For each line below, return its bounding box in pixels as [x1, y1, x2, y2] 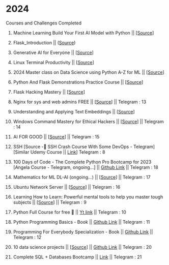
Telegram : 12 [13, 234, 42, 240]
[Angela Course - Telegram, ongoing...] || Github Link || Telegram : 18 [13, 164, 158, 170]
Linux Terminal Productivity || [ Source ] [13, 59, 95, 65]
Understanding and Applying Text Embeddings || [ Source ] [13, 108, 135, 114]
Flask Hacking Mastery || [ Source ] [13, 89, 86, 95]
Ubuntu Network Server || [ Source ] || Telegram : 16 [13, 184, 121, 190]
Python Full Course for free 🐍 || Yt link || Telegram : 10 [13, 209, 126, 215]
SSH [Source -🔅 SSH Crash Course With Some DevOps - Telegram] [13, 143, 155, 150]
